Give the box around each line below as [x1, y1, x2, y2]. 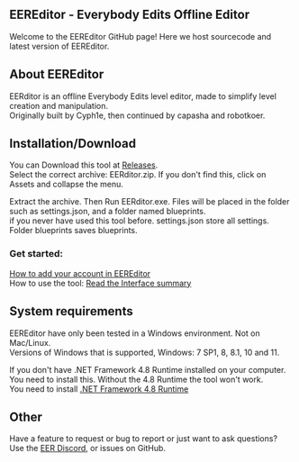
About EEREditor [9, 67, 104, 82]
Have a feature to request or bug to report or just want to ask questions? [9, 433, 277, 444]
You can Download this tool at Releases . [9, 159, 159, 170]
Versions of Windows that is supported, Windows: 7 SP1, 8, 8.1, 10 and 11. [9, 347, 280, 358]
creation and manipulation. [9, 100, 108, 111]
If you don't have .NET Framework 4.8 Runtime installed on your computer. [9, 364, 286, 375]
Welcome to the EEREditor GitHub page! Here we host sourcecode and [9, 31, 272, 41]
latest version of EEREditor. [9, 41, 110, 51]
